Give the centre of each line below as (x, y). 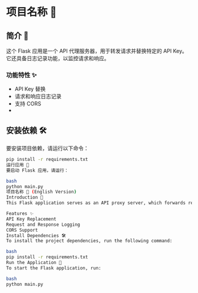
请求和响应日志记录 (38, 96)
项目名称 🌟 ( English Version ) (41, 192)
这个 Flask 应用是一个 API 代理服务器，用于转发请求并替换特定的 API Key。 (97, 51)
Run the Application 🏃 (34, 263)
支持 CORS (28, 104)
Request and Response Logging (43, 225)
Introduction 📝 (25, 197)
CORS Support (22, 230)
